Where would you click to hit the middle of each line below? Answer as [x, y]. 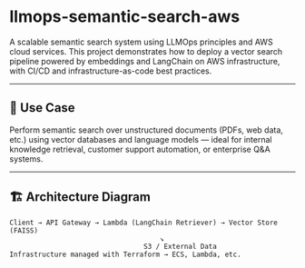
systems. [26, 159]
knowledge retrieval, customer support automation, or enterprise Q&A [140, 149]
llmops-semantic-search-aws [125, 17]
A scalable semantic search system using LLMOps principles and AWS [142, 42]
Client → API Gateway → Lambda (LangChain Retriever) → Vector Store [144, 223]
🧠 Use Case [42, 108]
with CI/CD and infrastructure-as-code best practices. [111, 71]
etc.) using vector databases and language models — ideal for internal [141, 139]
